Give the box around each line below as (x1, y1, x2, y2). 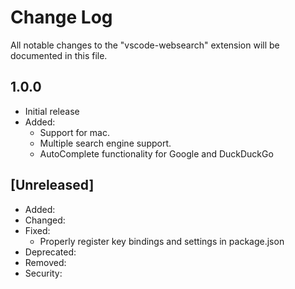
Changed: (24, 214, 66, 226)
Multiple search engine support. (39, 137, 172, 149)
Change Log (10, 6, 113, 29)
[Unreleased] (10, 177, 95, 194)
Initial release (24, 105, 80, 117)
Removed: (24, 256, 67, 268)
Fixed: (24, 224, 51, 236)
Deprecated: (24, 246, 77, 258)
